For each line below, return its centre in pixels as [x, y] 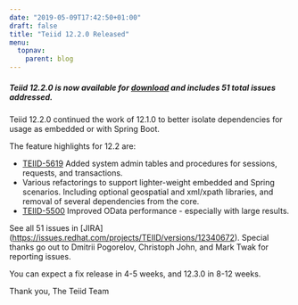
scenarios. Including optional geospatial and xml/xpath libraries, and [148, 192]
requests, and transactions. [72, 173]
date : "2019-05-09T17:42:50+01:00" [75, 17]
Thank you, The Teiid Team [59, 291]
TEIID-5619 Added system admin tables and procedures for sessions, [150, 163]
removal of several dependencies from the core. [111, 201]
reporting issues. [40, 256]
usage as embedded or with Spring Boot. [85, 128]
